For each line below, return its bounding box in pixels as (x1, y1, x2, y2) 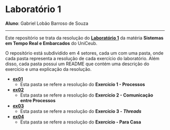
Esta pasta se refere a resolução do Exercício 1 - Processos (20, 81, 145, 87)
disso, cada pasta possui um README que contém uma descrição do (5, 61, 149, 67)
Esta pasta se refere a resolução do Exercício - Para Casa (20, 119, 142, 125)
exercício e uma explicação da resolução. (5, 66, 92, 72)
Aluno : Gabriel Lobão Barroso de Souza (5, 20, 89, 26)
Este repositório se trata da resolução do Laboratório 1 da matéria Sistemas (5, 34, 163, 41)
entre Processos (20, 97, 56, 103)
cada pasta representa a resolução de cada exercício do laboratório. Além (5, 55, 160, 61)
